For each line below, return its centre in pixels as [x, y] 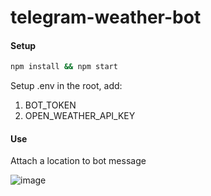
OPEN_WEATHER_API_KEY [80, 116]
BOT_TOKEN [50, 105]
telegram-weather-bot [106, 17]
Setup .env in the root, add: [66, 86]
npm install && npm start [64, 67]
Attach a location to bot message [78, 161]
